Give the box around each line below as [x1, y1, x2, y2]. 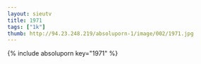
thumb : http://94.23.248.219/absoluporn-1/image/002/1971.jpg [7, 30, 194, 37]
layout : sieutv [7, 10, 52, 18]
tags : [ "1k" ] [7, 23, 46, 30]
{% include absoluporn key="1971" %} [7, 49, 118, 58]
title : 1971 [7, 17, 42, 24]
